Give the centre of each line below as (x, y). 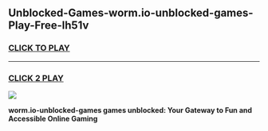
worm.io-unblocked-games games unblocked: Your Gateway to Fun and (130, 110)
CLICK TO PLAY (39, 48)
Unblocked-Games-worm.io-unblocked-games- (131, 13)
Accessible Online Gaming (53, 118)
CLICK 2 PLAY (36, 78)
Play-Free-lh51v (49, 26)
